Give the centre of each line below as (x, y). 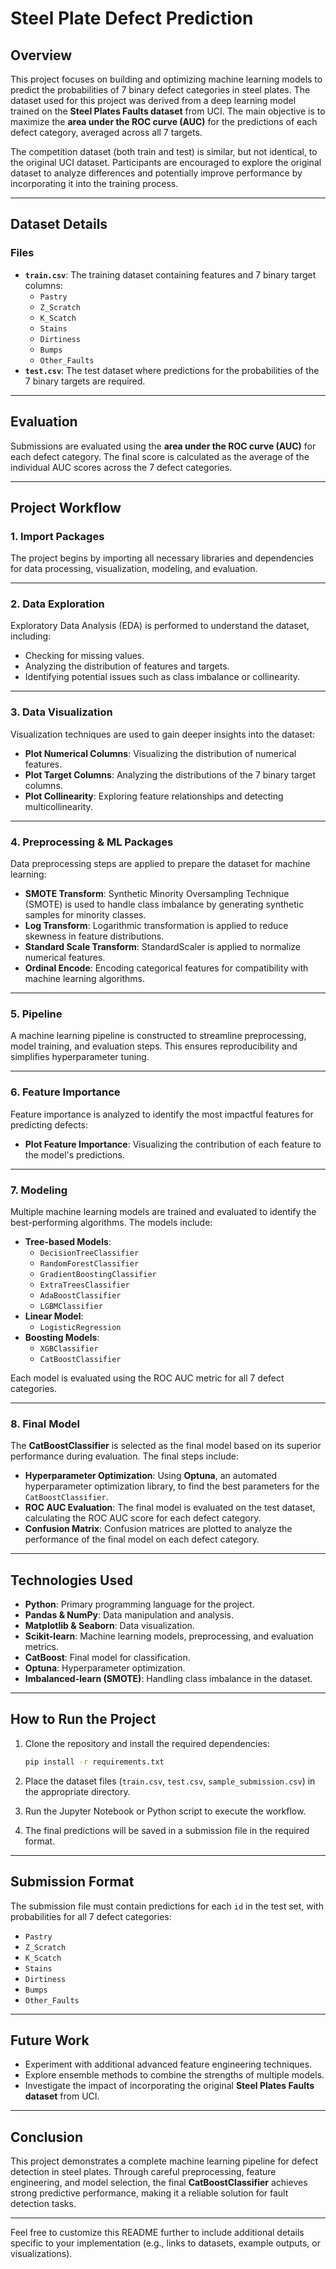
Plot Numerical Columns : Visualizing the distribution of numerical (160, 753)
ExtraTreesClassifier (84, 1285)
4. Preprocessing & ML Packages (92, 842)
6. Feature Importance (65, 1092)
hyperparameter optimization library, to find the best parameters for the (172, 1486)
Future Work (50, 2040)
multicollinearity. (58, 806)
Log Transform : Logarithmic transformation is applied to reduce (156, 926)
